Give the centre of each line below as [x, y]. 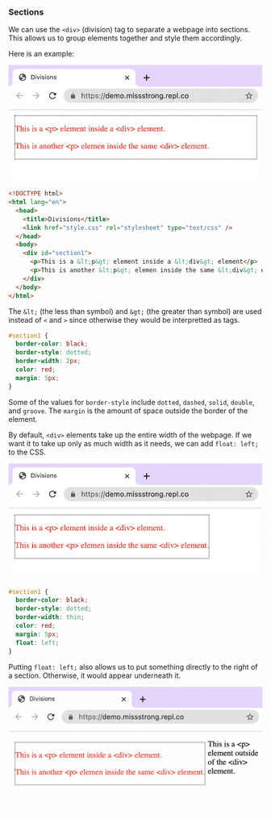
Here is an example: [42, 54]
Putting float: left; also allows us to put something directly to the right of [133, 666]
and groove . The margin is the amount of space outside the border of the [128, 411]
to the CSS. [27, 452]
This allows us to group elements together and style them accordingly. [125, 38]
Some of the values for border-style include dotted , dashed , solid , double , [131, 402]
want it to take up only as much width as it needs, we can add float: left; [133, 443]
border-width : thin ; [50, 617]
